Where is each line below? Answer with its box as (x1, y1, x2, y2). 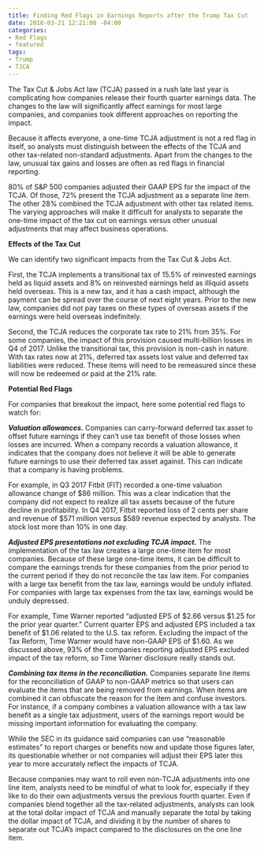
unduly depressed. (8, 596, 69, 605)
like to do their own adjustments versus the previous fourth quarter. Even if (8, 791, 251, 800)
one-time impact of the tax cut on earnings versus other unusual (8, 215, 218, 225)
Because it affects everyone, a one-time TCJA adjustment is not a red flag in (8, 133, 256, 143)
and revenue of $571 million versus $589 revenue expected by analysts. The (8, 513, 256, 523)
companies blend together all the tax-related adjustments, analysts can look (8, 799, 255, 809)
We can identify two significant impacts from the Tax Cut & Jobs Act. (8, 254, 232, 264)
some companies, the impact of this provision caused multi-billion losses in (8, 335, 253, 344)
